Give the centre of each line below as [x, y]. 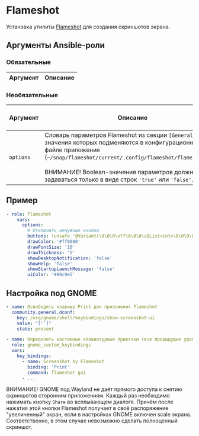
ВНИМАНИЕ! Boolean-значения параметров [108, 172]
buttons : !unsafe [49, 236]
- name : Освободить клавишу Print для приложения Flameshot [82, 307]
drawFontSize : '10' [52, 247]
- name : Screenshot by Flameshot [63, 361]
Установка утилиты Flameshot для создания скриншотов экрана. [88, 27]
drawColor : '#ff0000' [54, 242]
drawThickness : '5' [52, 252]
